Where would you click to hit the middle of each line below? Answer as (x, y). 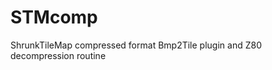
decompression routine (58, 55)
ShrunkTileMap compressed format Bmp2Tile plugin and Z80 (136, 45)
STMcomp (54, 17)
